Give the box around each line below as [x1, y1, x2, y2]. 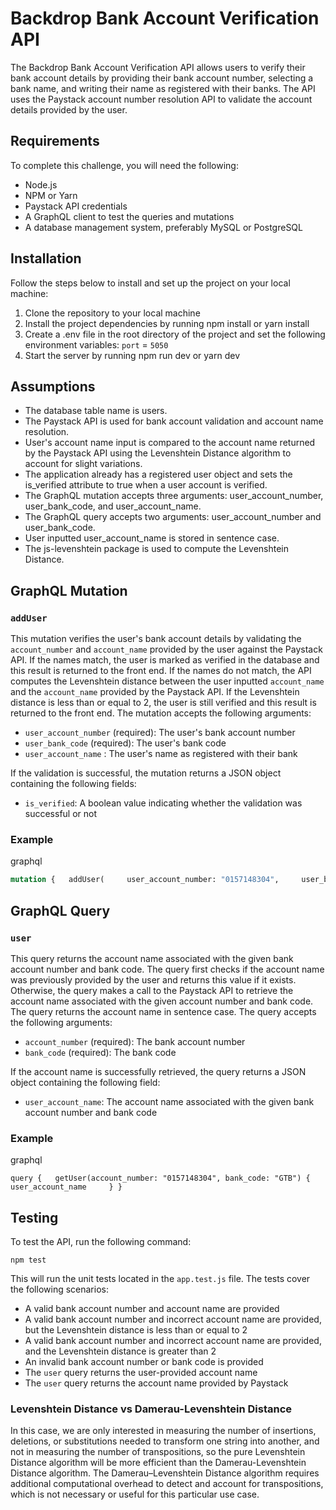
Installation [10, 250, 82, 267]
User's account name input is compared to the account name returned [24, 437, 316, 449]
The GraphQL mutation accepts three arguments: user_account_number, [24, 490, 324, 502]
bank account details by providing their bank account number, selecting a [10, 72, 314, 84]
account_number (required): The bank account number [24, 1035, 246, 1047]
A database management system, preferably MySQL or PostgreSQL [24, 221, 303, 233]
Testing [10, 1209, 59, 1226]
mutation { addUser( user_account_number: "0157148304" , [10, 875, 280, 885]
